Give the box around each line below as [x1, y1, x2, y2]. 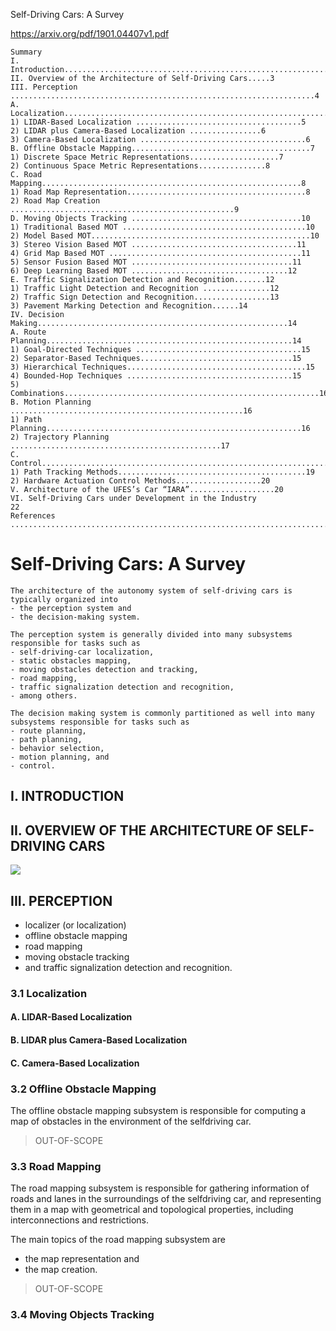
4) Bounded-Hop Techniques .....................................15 [10, 371, 302, 381]
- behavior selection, [10, 743, 105, 753]
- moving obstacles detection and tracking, [10, 664, 199, 674]
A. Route [10, 327, 47, 337]
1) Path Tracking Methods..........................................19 [10, 467, 315, 477]
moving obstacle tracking [24, 950, 130, 963]
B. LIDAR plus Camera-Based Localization [10, 1034, 188, 1046]
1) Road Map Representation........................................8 [10, 187, 311, 197]
